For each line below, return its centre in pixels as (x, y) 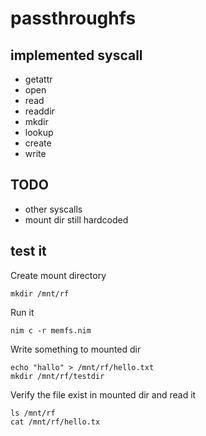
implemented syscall (76, 55)
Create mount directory (58, 275)
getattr (38, 79)
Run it (22, 312)
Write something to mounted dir (76, 349)
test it (28, 251)
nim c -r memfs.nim (51, 330)
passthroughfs (73, 18)
